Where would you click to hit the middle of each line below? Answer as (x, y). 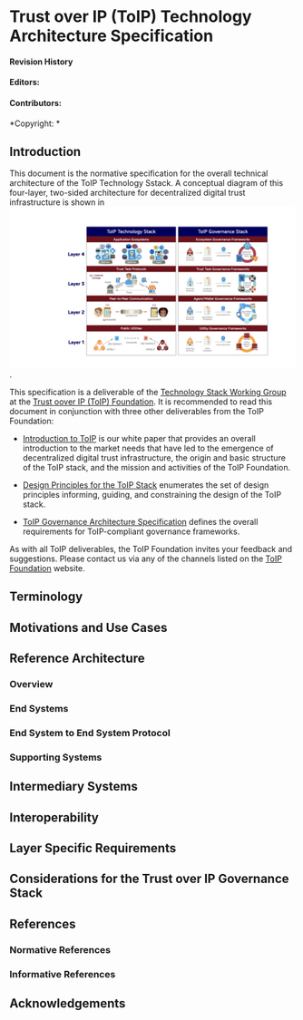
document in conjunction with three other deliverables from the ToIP (137, 411)
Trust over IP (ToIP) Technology (131, 17)
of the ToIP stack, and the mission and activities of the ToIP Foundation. (156, 467)
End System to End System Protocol (90, 733)
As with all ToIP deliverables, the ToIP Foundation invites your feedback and (151, 549)
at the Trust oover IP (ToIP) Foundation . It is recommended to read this (141, 402)
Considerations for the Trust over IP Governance (149, 879)
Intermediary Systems (74, 787)
